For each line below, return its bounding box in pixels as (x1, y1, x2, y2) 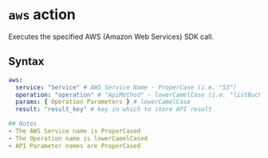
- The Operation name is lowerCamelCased (8, 134, 148, 142)
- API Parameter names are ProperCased (8, 141, 141, 150)
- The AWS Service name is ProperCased (8, 127, 141, 135)
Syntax (8, 55, 45, 68)
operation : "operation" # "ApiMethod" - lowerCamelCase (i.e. (15, 91, 227, 98)
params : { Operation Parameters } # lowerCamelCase (15, 98, 191, 106)
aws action (8, 6, 76, 24)
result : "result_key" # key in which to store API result (15, 106, 213, 114)
